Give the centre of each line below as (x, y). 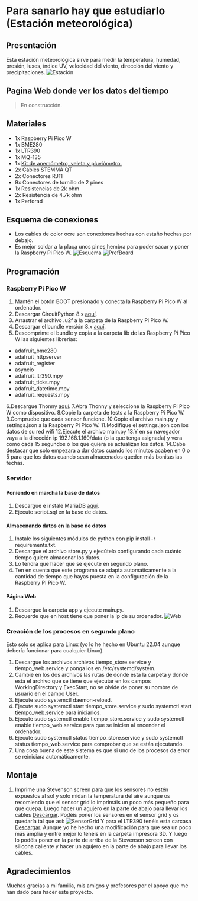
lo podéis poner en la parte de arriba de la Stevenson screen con (94, 840)
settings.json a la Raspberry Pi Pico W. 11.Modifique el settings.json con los (98, 425)
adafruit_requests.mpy (42, 395)
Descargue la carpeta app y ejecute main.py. (69, 610)
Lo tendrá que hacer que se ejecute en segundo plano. (82, 564)
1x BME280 (28, 144)
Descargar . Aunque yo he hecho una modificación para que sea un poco (103, 827)
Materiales (26, 124)
